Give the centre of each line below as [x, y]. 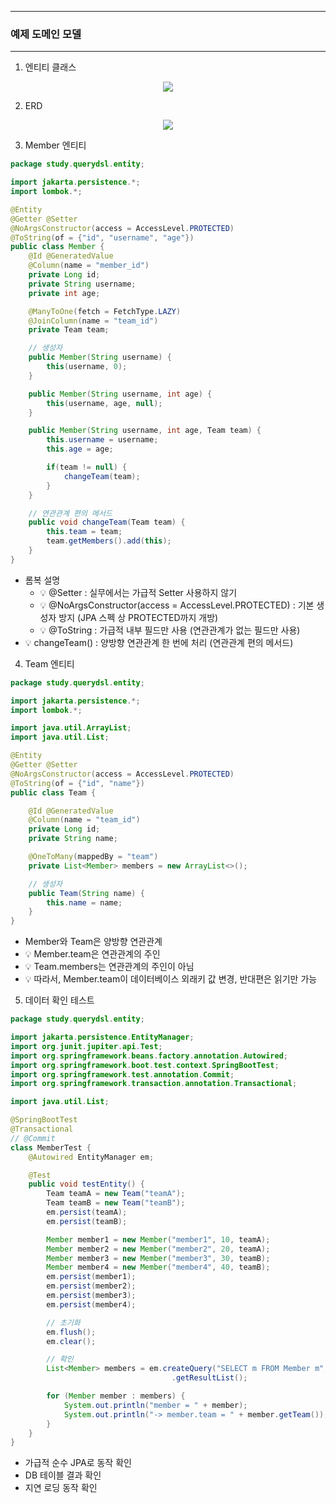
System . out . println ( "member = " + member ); [155, 1405]
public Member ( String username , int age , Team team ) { [145, 431]
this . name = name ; [84, 902]
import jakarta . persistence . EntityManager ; [102, 1037]
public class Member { [57, 247]
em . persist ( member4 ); [91, 1304]
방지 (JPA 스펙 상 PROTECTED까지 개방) [138, 617]
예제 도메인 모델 [46, 34]
